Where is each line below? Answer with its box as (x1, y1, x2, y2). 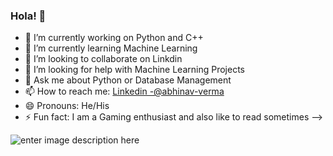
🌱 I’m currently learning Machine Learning (24, 42, 198, 54)
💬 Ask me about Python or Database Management (24, 74, 232, 86)
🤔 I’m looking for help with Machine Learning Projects (24, 64, 245, 76)
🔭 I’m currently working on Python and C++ (24, 32, 204, 44)
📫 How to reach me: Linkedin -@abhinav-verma (24, 85, 225, 98)
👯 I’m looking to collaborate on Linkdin (24, 53, 183, 65)
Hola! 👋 (10, 9, 47, 23)
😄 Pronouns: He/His (24, 100, 110, 112)
